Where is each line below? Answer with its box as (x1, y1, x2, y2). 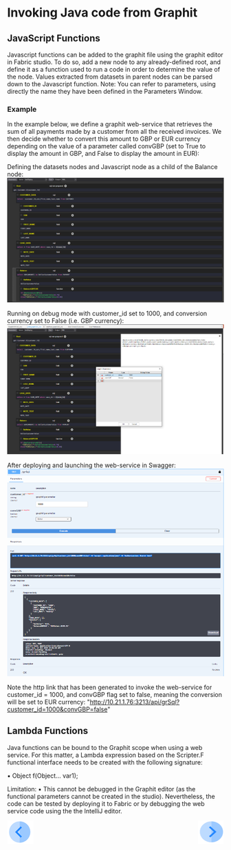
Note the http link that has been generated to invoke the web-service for (7, 683, 212, 691)
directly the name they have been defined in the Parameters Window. (7, 88, 203, 95)
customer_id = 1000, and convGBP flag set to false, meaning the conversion (7, 690, 222, 698)
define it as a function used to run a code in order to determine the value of (7, 66, 221, 73)
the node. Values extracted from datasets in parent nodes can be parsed (7, 72, 213, 81)
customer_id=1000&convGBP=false (7, 705, 108, 713)
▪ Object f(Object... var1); (7, 771, 78, 780)
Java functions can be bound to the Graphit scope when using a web (7, 743, 203, 751)
